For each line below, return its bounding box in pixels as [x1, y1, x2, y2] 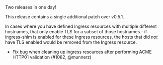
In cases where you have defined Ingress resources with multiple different [5, 23, 157, 29]
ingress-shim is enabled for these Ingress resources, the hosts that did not [5, 34, 158, 40]
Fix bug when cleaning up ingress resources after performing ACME [12, 49, 152, 55]
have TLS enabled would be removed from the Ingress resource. [5, 39, 137, 45]
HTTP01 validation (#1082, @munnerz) [12, 54, 92, 60]
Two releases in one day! [5, 4, 56, 10]
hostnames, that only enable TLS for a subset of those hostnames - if [5, 29, 148, 34]
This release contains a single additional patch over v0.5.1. [5, 14, 124, 19]
